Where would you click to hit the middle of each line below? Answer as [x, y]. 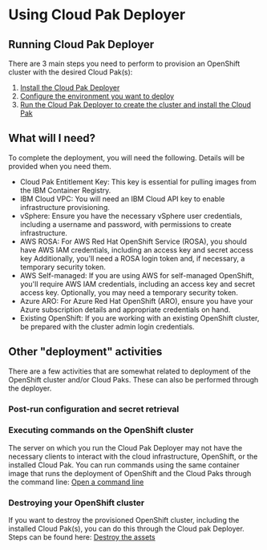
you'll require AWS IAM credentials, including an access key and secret [137, 284]
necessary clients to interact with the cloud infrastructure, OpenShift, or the [133, 456]
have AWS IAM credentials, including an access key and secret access [137, 249]
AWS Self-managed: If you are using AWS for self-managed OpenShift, [137, 275]
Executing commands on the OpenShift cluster [101, 431]
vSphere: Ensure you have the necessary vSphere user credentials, [131, 216]
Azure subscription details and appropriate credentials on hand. [125, 309]
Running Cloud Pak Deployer [81, 44]
